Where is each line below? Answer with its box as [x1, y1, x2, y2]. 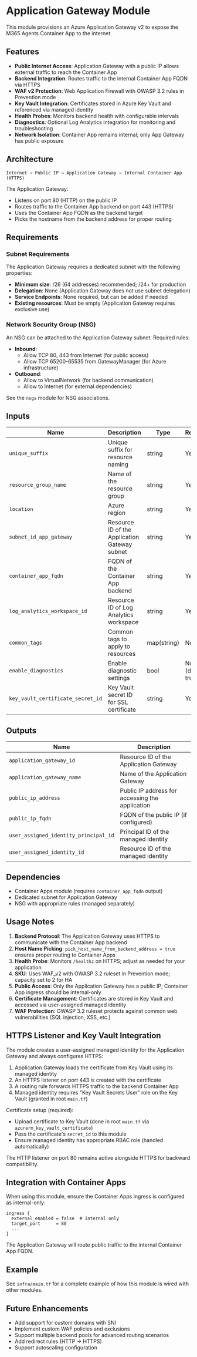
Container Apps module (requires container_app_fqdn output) [14, 887, 163, 894]
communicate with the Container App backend [14, 938, 127, 946]
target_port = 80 [11, 1221, 67, 1227]
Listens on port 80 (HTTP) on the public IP [14, 197, 117, 204]
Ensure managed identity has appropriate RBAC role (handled [14, 1136, 164, 1143]
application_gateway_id [9, 757, 76, 764]
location [9, 506, 33, 513]
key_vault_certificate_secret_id [9, 695, 103, 702]
